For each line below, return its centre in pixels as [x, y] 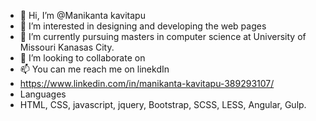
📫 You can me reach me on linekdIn [94, 69]
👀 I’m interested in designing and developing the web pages [143, 26]
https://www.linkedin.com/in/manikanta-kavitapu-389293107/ [147, 83]
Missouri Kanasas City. [67, 47]
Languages [43, 94]
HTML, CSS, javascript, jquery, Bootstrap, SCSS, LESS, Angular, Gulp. [163, 104]
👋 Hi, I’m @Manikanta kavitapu [82, 15]
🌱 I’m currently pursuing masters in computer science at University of [163, 36]
